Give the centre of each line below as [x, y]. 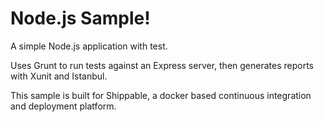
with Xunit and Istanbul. [59, 76]
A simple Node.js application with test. [89, 46]
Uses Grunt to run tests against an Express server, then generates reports [162, 65]
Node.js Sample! [80, 18]
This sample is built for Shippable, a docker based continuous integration [161, 95]
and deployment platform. [63, 106]
